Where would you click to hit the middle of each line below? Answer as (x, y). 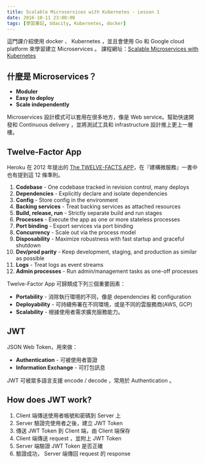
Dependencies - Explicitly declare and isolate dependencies (92, 193)
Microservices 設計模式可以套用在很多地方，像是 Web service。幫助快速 (98, 117)
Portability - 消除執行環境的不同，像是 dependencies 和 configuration (103, 297)
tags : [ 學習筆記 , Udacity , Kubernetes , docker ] (67, 23)
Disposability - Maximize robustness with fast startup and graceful (100, 239)
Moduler (27, 91)
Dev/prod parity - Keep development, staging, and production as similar (106, 252)
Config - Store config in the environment (67, 200)
